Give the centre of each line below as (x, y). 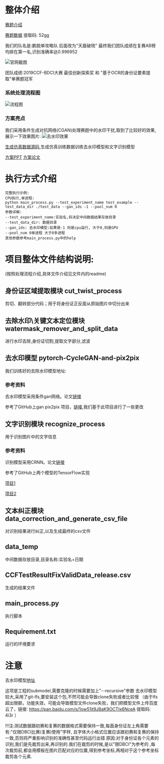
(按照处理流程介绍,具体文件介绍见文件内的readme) (56, 274)
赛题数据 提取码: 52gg (27, 35)
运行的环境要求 (20, 644)
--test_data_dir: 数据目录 (31, 223)
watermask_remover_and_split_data (62, 328)
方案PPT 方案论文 (23, 157)
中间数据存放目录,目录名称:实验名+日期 (44, 559)
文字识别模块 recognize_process (55, 424)
